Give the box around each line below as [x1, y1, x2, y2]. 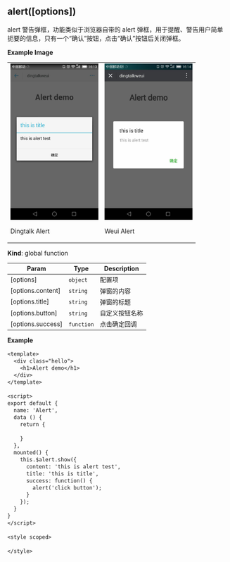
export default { [7, 399, 58, 407]
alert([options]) [7, 6, 76, 18]
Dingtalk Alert [10, 227, 50, 235]
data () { [13, 413, 42, 421]
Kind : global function [7, 249, 69, 257]
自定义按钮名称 [99, 309, 143, 318]
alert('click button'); [32, 484, 102, 492]
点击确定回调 [99, 320, 137, 328]
